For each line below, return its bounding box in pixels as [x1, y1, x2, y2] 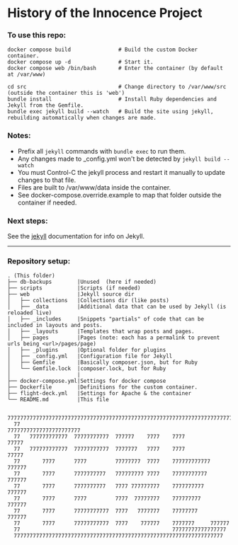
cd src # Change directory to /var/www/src [7, 84, 227, 91]
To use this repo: [7, 30, 67, 40]
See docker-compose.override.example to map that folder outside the [17, 190, 222, 199]
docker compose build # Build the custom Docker [7, 46, 198, 54]
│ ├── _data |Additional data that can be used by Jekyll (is [7, 303, 227, 311]
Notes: [7, 131, 31, 141]
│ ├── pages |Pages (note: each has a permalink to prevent [7, 334, 220, 341]
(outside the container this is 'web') [7, 90, 125, 97]
